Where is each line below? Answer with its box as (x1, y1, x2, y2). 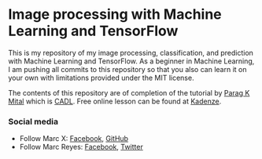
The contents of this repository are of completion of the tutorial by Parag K (8, 88, 250, 97)
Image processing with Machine (8, 5, 222, 23)
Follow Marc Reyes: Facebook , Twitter (19, 143, 143, 152)
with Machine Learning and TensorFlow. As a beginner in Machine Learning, (8, 56, 255, 66)
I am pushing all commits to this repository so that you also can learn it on (8, 64, 247, 74)
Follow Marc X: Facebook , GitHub (19, 134, 128, 143)
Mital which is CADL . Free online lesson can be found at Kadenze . (8, 96, 222, 106)
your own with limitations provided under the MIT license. (8, 73, 194, 82)
